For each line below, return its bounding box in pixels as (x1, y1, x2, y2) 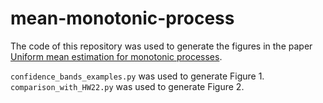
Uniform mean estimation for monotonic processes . (10, 50, 223, 62)
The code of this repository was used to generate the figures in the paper (10, 40, 313, 52)
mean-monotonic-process (10, 7, 235, 30)
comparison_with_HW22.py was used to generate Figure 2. (10, 80, 245, 92)
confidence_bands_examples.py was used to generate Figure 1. (10, 70, 265, 82)
